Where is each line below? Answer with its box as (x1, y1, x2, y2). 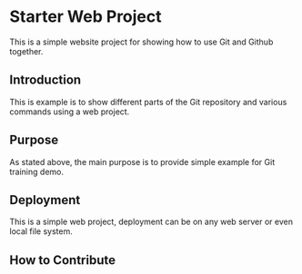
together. (9, 45, 44, 56)
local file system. (9, 226, 73, 237)
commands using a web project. (9, 106, 130, 117)
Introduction (9, 73, 82, 88)
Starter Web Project (9, 6, 162, 27)
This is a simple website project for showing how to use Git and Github (9, 36, 274, 47)
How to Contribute (9, 252, 116, 268)
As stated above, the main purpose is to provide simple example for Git (9, 156, 276, 167)
